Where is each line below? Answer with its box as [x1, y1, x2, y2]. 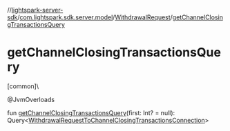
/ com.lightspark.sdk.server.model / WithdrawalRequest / [17, 13, 173, 21]
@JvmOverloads [7, 95, 55, 103]
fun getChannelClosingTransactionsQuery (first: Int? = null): [7, 108, 175, 117]
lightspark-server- [11, 6, 64, 14]
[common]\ [7, 82, 39, 90]
